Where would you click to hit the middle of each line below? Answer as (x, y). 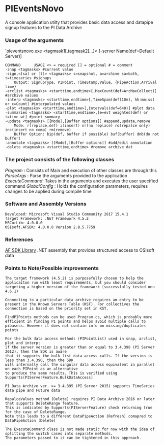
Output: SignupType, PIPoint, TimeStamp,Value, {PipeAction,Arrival (85, 83)
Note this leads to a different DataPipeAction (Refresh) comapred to (79, 416)
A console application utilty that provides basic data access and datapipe (79, 22)
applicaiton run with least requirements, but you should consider (76, 283)
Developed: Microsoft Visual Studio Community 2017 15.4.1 (67, 214)
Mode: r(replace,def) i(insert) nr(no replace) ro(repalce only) (82, 126)
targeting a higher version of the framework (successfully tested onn (80, 287)
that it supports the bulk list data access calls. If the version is (79, 356)
